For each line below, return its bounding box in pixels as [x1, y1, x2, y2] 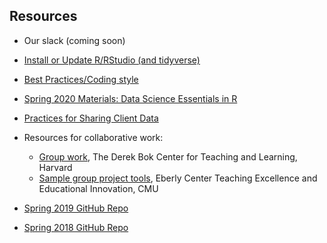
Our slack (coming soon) [23, 34, 126, 46]
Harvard [38, 161, 73, 173]
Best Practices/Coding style [23, 73, 139, 85]
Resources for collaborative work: [23, 131, 164, 143]
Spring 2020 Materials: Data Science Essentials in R [23, 92, 238, 104]
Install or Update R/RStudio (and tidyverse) [23, 54, 201, 66]
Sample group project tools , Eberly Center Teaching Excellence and [38, 172, 318, 184]
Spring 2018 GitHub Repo [23, 221, 129, 233]
